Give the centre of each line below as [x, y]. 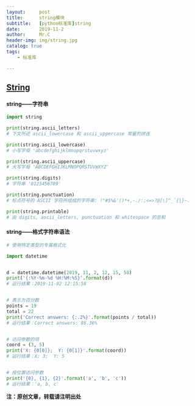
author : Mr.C [28, 35]
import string [24, 117]
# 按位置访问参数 [25, 373]
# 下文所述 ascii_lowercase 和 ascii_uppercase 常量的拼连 [78, 134]
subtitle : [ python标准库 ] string [49, 23]
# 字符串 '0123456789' [34, 184]
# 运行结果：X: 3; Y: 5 [36, 357]
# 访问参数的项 [23, 339]
